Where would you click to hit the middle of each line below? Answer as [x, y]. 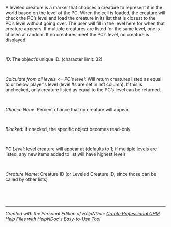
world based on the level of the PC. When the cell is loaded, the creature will [85, 13]
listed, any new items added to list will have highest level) [65, 154]
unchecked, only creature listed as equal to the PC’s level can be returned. [83, 90]
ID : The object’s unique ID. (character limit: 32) [54, 59]
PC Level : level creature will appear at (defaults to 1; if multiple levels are [81, 149]
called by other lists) [27, 179]
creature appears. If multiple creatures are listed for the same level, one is [83, 29]
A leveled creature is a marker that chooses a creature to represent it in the [84, 8]
